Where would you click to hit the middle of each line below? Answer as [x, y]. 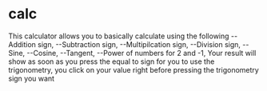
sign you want [31, 78]
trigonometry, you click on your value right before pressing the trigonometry [134, 69]
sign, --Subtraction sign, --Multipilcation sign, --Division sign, [139, 44]
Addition [22, 44]
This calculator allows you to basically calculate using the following [119, 36]
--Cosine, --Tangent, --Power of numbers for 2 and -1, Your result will [141, 53]
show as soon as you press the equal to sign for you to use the [112, 61]
